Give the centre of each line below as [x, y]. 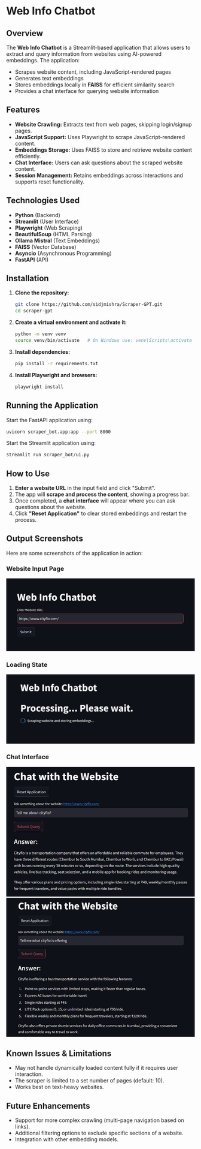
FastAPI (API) [32, 260]
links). [22, 1127]
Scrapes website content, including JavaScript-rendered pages [93, 72]
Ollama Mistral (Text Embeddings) [57, 240]
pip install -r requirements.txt [57, 363]
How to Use [28, 473]
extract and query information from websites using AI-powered [84, 54]
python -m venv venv [40, 334]
